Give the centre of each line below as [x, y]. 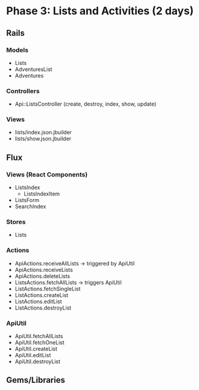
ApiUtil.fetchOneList [39, 343]
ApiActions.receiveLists [44, 270]
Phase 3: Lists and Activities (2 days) [100, 11]
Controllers [23, 91]
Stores [16, 222]
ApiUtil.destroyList [38, 361]
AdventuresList [33, 69]
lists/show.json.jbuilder [43, 139]
